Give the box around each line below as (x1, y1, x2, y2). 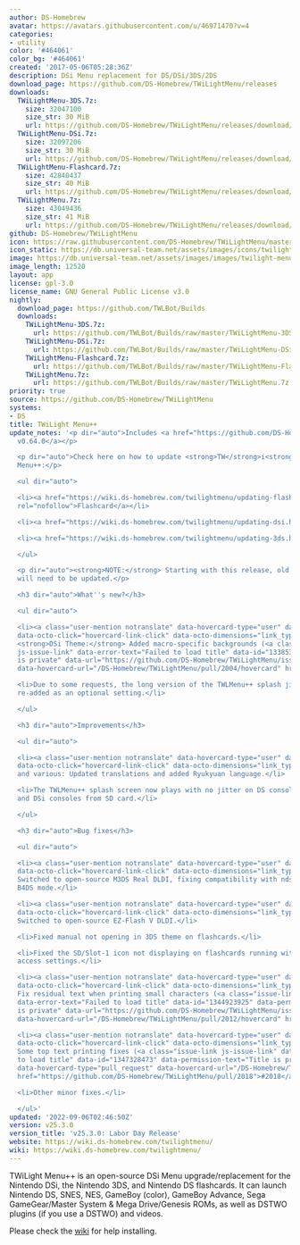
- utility (9, 38, 46, 47)
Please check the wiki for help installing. (9, 1225, 158, 1236)
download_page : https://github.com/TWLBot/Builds (17, 304, 205, 313)
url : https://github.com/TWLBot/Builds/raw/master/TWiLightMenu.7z (32, 379, 290, 388)
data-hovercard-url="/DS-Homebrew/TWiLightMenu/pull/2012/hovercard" (17, 1015, 281, 1024)
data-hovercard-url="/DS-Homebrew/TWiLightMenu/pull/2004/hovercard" (17, 664, 281, 673)
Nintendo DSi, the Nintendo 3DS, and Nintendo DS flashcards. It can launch (9, 1180, 287, 1191)
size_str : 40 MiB (25, 180, 90, 188)
